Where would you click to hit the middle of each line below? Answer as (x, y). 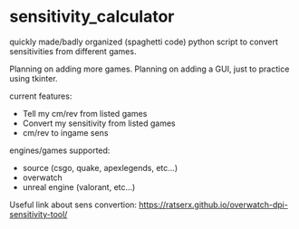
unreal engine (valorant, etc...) (79, 186)
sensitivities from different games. (73, 51)
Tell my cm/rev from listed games (85, 113)
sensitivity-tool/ (39, 214)
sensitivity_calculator (92, 17)
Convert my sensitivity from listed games (99, 123)
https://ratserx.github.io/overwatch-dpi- (213, 205)
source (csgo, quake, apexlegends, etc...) (100, 167)
